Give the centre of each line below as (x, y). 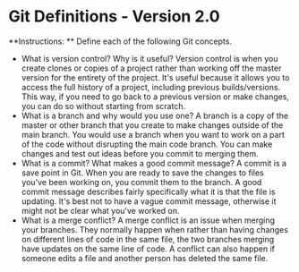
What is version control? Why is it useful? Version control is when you (149, 58)
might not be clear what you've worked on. (100, 210)
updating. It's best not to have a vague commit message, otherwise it (149, 201)
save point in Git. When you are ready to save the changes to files (143, 173)
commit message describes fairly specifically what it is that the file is (148, 191)
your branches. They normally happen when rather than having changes (154, 229)
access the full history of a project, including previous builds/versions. (151, 87)
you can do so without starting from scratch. (103, 106)
